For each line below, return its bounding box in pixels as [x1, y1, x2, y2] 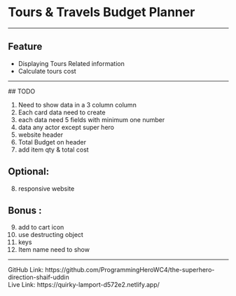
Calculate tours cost [18, 67, 76, 75]
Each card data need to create [18, 108, 106, 116]
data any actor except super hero [18, 123, 115, 131]
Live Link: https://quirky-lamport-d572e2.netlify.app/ [8, 281, 160, 289]
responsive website [18, 184, 75, 193]
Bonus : [8, 204, 42, 216]
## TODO [8, 87, 36, 95]
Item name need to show [18, 245, 90, 254]
